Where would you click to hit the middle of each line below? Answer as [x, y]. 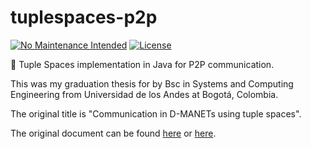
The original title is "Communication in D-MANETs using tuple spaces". [156, 113]
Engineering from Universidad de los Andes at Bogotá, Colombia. [144, 94]
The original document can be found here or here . [113, 133]
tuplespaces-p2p [84, 17]
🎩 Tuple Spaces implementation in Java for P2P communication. [142, 64]
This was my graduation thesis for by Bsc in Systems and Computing [152, 83]
